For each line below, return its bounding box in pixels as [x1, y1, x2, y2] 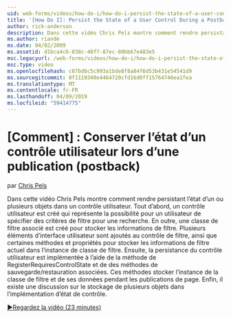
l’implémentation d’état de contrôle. [7, 290, 108, 298]
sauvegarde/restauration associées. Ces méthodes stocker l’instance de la [7, 268, 219, 276]
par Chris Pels [7, 181, 47, 189]
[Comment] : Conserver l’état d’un [7, 129, 206, 145]
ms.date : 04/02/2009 [7, 42, 67, 49]
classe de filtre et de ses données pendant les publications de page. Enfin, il [7, 275, 223, 283]
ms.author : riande [7, 36, 60, 43]
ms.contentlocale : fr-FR [7, 87, 78, 94]
